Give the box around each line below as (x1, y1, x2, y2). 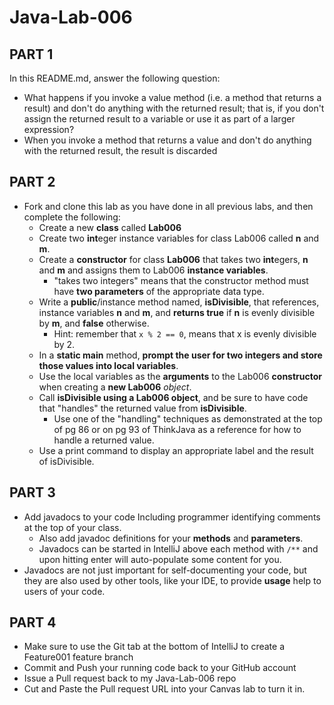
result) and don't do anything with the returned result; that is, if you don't (23, 102, 325, 114)
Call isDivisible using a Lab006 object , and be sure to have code (38, 391, 309, 403)
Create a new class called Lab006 (38, 221, 182, 233)
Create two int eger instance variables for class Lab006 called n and (38, 232, 320, 244)
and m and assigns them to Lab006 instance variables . (38, 264, 269, 276)
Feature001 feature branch (23, 651, 134, 663)
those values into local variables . (38, 359, 179, 371)
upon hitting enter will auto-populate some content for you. (38, 553, 282, 565)
